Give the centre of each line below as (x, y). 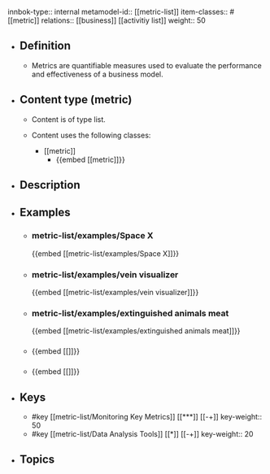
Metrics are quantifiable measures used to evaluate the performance (146, 65)
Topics (37, 460)
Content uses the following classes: (91, 135)
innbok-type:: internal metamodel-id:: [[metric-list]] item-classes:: (118, 12)
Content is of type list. (69, 119)
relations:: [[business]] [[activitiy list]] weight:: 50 (124, 20)
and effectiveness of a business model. (97, 74)
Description (50, 185)
